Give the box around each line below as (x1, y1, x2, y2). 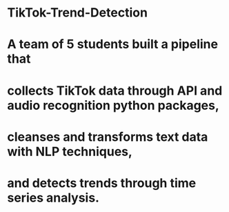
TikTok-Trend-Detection (7, 5, 148, 21)
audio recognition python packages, (7, 97, 219, 113)
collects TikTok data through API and (7, 83, 223, 98)
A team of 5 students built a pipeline (7, 37, 219, 52)
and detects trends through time (7, 175, 197, 191)
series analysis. (7, 190, 100, 205)
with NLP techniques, (7, 144, 133, 160)
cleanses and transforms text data (7, 129, 208, 144)
